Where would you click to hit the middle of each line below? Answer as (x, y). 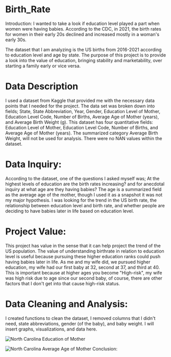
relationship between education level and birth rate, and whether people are (85, 205)
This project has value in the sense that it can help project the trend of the (83, 245)
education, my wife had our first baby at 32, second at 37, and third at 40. (82, 267)
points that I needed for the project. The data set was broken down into (80, 106)
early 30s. (16, 40)
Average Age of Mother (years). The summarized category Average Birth (82, 133)
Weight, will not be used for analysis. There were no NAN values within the (84, 138)
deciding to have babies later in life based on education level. (70, 211)
